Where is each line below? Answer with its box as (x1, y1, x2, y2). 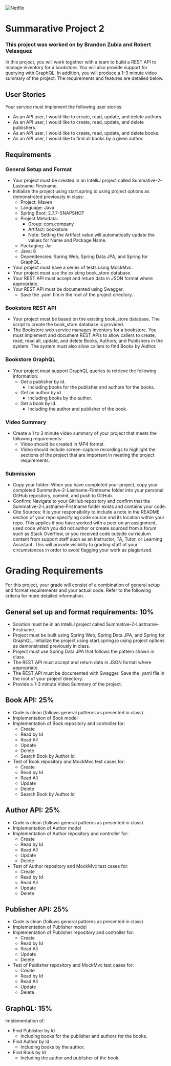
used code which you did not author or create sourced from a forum (12, 525, 157, 531)
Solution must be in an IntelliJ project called (12, 621, 105, 627)
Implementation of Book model (12, 715, 78, 721)
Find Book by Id (12, 1050, 46, 1056)
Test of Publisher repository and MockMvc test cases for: (12, 962, 134, 968)
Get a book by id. (20, 400, 57, 407)
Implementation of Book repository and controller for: (12, 720, 125, 727)
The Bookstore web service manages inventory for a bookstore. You (12, 327, 157, 333)
